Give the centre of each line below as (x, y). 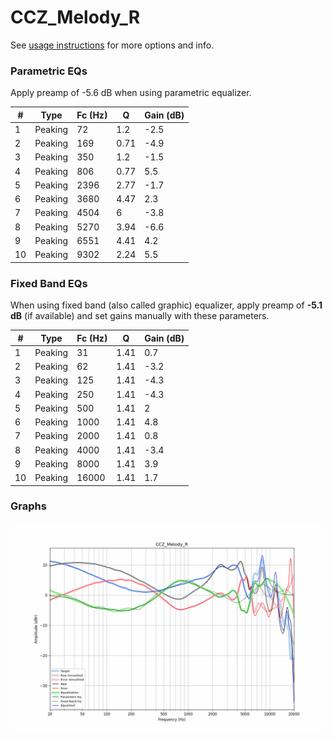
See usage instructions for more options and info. (112, 45)
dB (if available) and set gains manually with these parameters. (140, 316)
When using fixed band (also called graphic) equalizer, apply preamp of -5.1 (166, 305)
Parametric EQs (49, 71)
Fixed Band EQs (49, 283)
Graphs (28, 506)
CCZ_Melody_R (75, 17)
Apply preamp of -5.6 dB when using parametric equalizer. (131, 93)
